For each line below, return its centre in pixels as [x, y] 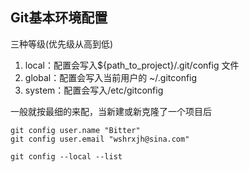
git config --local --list [66, 156]
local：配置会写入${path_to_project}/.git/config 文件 [132, 65]
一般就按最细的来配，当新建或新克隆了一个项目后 [111, 111]
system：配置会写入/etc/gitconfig [94, 90]
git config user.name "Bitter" [75, 130]
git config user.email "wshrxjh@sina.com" [100, 139]
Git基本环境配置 [59, 18]
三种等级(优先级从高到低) [62, 44]
